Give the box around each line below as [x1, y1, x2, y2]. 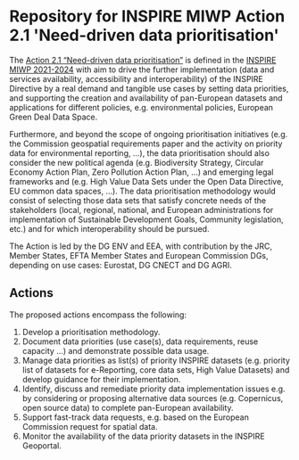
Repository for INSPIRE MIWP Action [9, 6, 286, 27]
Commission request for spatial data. [21, 421, 158, 431]
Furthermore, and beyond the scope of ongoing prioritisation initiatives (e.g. [9, 128, 288, 139]
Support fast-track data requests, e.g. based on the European [21, 412, 250, 423]
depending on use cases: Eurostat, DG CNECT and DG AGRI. [9, 259, 232, 270]
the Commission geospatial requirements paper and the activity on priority [9, 138, 283, 149]
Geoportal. [21, 439, 62, 451]
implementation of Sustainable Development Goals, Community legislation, [9, 214, 284, 225]
